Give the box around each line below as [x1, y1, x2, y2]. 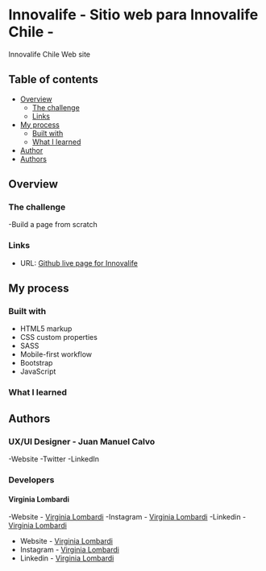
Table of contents [8, 72, 98, 86]
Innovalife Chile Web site [8, 49, 91, 59]
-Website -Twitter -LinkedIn [8, 454, 99, 464]
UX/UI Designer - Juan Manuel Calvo [8, 436, 156, 447]
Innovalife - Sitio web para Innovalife [8, 6, 259, 24]
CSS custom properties [19, 333, 98, 342]
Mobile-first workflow [19, 350, 93, 359]
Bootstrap [19, 358, 53, 368]
